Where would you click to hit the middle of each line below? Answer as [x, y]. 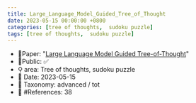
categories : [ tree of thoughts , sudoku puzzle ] [80, 27]
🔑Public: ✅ [33, 62]
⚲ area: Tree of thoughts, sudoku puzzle [76, 70]
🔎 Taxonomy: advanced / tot [59, 85]
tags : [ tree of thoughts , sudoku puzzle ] [71, 34]
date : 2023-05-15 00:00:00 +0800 [57, 21]
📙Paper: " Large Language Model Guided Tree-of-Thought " [103, 54]
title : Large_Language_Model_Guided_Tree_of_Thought [87, 14]
